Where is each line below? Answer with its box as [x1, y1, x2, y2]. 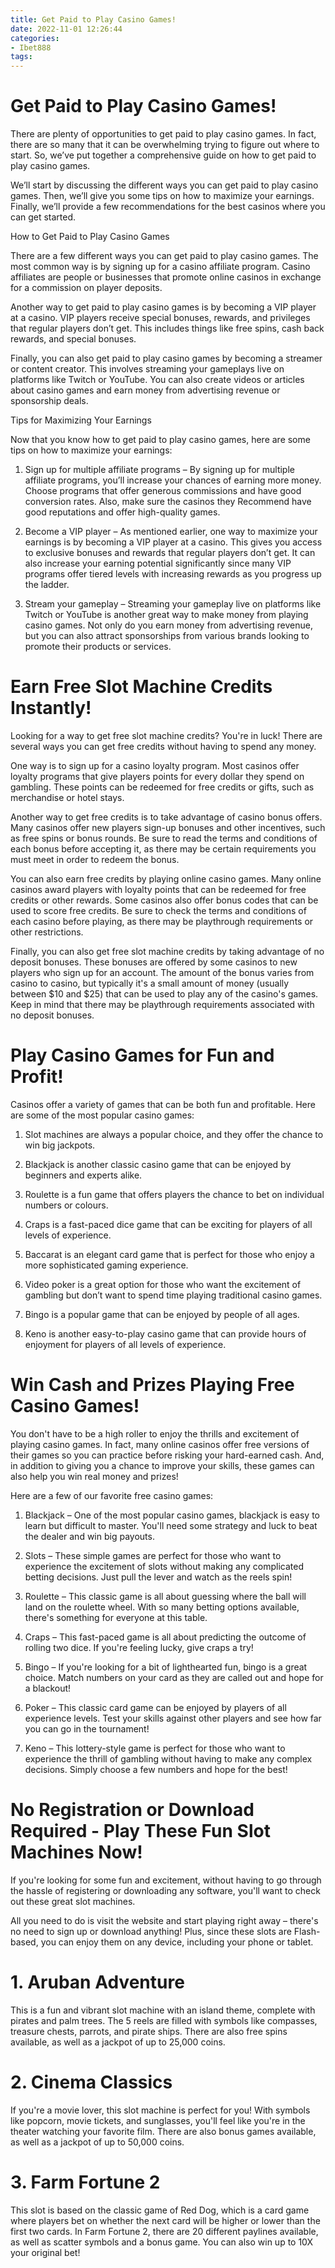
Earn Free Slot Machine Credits [10, 676, 273, 698]
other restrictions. [10, 926, 84, 938]
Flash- [293, 1925, 321, 1937]
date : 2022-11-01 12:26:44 [10, 24, 123, 34]
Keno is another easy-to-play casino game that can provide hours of [24, 1327, 307, 1340]
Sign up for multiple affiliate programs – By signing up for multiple [24, 464, 295, 476]
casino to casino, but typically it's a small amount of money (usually [10, 977, 290, 989]
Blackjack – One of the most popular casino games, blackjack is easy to [24, 1509, 320, 1521]
